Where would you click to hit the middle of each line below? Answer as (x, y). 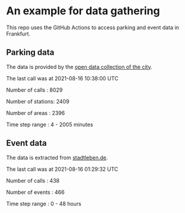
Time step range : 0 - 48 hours (44, 203)
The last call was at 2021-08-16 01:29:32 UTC (62, 169)
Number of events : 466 (35, 192)
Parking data (30, 53)
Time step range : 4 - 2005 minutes (50, 124)
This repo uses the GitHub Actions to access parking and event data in (93, 27)
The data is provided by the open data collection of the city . (79, 67)
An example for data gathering (83, 11)
